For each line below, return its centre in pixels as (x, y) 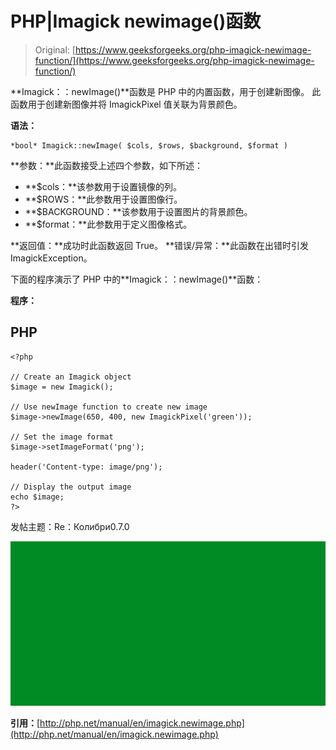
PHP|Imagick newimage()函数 (136, 21)
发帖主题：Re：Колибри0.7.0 (70, 526)
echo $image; (37, 497)
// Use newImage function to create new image (109, 407)
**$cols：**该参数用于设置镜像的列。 (103, 186)
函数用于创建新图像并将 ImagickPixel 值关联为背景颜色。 (126, 104)
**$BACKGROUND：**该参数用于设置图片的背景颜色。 (138, 211)
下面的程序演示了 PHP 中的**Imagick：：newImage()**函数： (137, 279)
